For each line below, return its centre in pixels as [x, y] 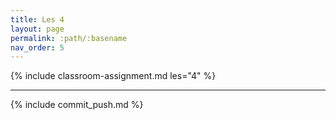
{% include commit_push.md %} [77, 105]
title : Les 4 [37, 19]
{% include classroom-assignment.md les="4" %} [113, 76]
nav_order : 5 [37, 47]
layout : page [37, 29]
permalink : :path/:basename [69, 38]
